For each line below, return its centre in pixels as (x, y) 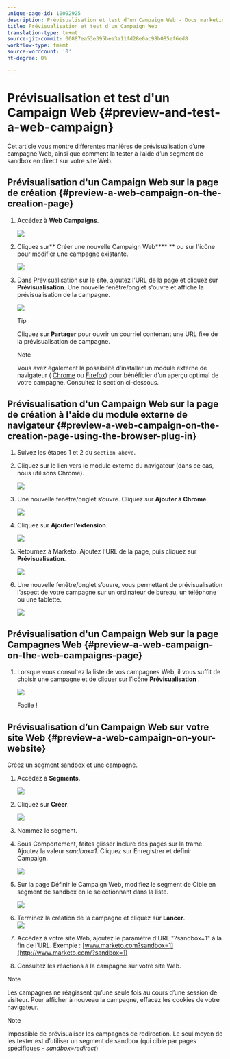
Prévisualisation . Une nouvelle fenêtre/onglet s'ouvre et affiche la (110, 287)
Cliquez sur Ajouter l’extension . (62, 525)
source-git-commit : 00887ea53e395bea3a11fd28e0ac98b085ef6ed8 (98, 39)
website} (27, 748)
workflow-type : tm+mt (38, 45)
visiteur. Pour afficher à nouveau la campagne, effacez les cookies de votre (114, 999)
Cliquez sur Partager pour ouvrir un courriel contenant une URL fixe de (117, 334)
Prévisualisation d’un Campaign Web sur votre (108, 727)
